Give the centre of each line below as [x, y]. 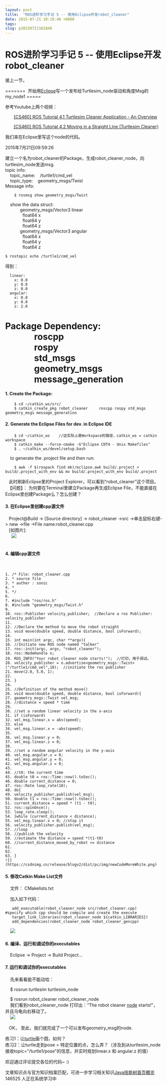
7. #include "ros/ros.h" [31, 601]
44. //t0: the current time [34, 773]
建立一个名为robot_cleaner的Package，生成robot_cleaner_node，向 [75, 158]
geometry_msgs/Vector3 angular [53, 231]
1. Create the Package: [29, 393]
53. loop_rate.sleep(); [30, 812]
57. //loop [16, 830]
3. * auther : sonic [27, 583]
